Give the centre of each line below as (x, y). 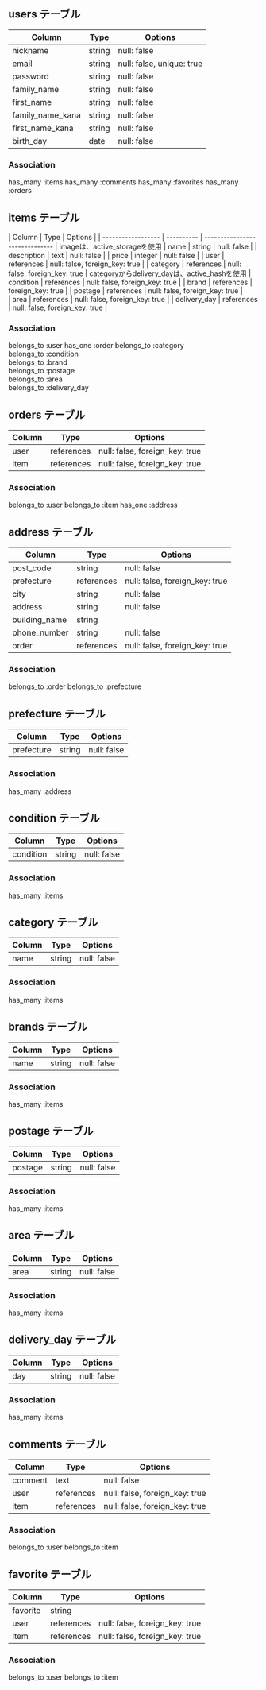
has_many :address (40, 791)
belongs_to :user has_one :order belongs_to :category (96, 346)
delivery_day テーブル (62, 1340)
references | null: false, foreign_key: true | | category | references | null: (125, 264)
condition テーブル (54, 818)
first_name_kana (43, 128)
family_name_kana (46, 115)
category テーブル (53, 923)
